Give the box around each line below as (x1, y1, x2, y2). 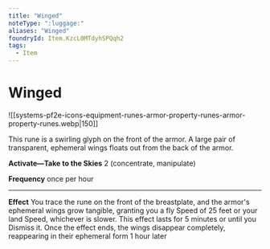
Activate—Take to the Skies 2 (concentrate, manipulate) (8, 158, 196, 168)
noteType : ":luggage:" (8, 19, 84, 27)
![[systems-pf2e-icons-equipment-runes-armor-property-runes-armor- (8, 110, 246, 120)
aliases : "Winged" (8, 27, 70, 35)
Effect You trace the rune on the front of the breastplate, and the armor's (8, 197, 251, 206)
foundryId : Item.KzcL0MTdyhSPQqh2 (8, 34, 125, 43)
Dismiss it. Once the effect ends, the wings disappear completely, (8, 222, 226, 232)
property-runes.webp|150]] (8, 118, 99, 129)
